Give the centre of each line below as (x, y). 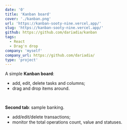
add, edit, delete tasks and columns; (49, 83)
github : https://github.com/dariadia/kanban (51, 32)
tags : (11, 37)
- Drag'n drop (24, 46)
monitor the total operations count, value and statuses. (67, 122)
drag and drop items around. (41, 88)
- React (17, 42)
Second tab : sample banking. (35, 107)
